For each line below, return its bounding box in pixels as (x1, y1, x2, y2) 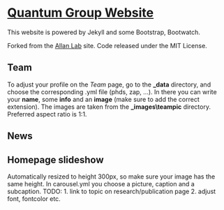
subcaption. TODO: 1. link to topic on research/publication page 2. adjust (7, 187, 216, 195)
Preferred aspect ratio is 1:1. (7, 110, 87, 118)
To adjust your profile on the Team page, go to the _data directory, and (7, 80, 211, 89)
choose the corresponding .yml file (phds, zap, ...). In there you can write (7, 87, 218, 96)
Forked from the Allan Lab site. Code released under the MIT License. (7, 41, 207, 50)
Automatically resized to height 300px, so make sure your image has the (7, 172, 216, 181)
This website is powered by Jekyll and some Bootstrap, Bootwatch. (7, 28, 201, 36)
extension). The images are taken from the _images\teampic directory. (7, 103, 211, 111)
